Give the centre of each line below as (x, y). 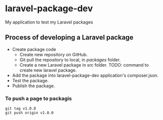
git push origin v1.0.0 (29, 113)
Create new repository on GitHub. (54, 54)
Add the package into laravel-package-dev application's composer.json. (85, 75)
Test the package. (30, 80)
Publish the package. (33, 86)
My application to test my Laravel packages (49, 22)
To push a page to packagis (39, 98)
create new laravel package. (48, 70)
